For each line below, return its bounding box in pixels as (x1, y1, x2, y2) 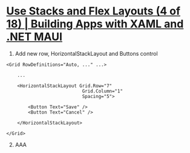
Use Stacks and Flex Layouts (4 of (6, 4, 180, 18)
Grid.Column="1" (82, 88, 123, 94)
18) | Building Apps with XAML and (6, 17, 184, 31)
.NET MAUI (6, 30, 62, 44)
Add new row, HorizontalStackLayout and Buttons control (15, 50, 159, 57)
